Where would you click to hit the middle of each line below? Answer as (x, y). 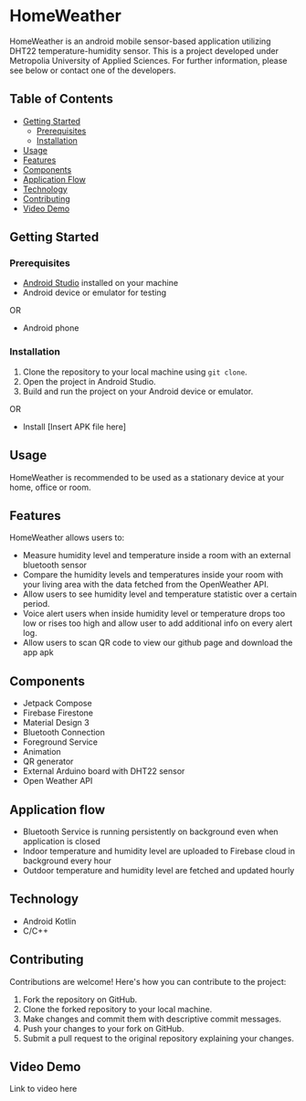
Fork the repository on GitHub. (80, 999)
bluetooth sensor (55, 565)
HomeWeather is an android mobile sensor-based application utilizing (140, 41)
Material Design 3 (56, 723)
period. (36, 604)
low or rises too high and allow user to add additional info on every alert (158, 623)
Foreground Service (60, 742)
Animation (42, 752)
